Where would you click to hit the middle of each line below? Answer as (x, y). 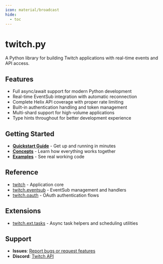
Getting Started (30, 134)
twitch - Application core (38, 185)
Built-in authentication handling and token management (70, 107)
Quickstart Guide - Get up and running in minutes (64, 146)
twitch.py (26, 44)
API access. (18, 63)
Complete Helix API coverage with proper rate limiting (68, 102)
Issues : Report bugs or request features (54, 251)
